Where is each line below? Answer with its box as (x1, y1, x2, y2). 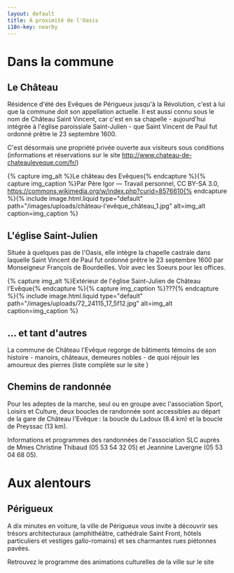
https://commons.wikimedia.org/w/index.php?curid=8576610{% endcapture (7, 187, 228, 195)
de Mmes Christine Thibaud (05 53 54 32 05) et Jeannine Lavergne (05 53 (7, 443, 223, 452)
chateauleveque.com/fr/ (7, 159, 77, 167)
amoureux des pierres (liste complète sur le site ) (7, 361, 149, 369)
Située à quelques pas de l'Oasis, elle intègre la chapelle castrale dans (7, 249, 211, 257)
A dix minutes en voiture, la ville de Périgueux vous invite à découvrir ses (7, 521, 219, 530)
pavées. (7, 544, 30, 552)
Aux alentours (7, 475, 91, 491)
